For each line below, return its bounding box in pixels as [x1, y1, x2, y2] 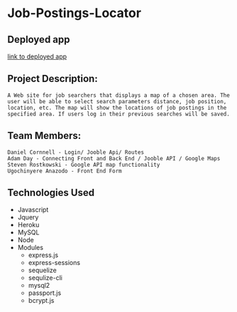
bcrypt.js [28, 296, 55, 305]
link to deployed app [7, 52, 67, 61]
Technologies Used [7, 187, 94, 199]
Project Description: [7, 73, 98, 85]
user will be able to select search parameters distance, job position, [7, 98, 227, 105]
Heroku [17, 221, 40, 229]
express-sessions [28, 259, 80, 267]
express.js [28, 251, 59, 259]
